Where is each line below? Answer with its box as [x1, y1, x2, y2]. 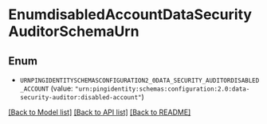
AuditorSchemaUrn [8, 22, 139, 41]
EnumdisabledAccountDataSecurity [8, 6, 253, 24]
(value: [50, 83, 73, 93]
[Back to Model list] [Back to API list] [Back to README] [8, 107, 191, 117]
